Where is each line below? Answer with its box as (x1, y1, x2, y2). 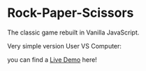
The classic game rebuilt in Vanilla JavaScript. (7, 28, 140, 37)
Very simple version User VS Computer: (7, 41, 122, 50)
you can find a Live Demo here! (7, 55, 98, 64)
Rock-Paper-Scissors (7, 5, 134, 21)
